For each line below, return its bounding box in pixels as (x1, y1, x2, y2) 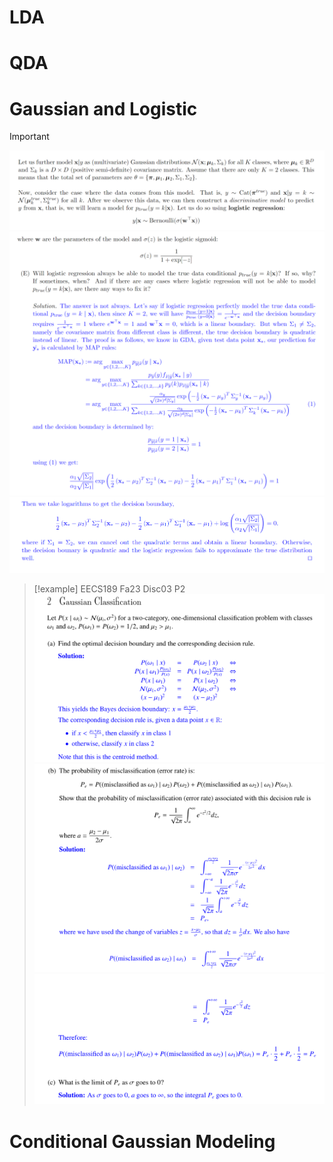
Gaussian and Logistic (9, 97, 198, 120)
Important (9, 131, 50, 143)
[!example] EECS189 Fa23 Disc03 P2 (33, 583, 186, 595)
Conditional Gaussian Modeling (9, 1130, 276, 1153)
